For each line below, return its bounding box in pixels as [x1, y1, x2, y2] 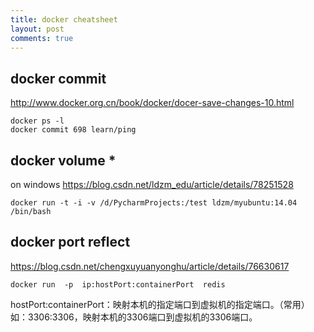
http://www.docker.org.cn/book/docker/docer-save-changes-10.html [10, 97, 295, 109]
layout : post [10, 24, 65, 34]
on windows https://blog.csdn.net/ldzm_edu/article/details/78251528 [10, 179, 294, 190]
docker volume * [10, 152, 117, 169]
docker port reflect [10, 234, 131, 251]
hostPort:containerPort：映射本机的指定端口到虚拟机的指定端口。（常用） [10, 298, 310, 310]
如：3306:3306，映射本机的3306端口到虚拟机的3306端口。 [10, 311, 258, 323]
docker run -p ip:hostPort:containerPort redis [10, 279, 226, 290]
